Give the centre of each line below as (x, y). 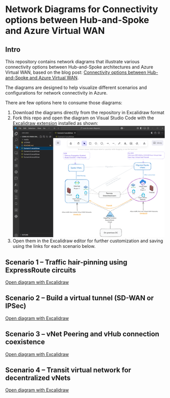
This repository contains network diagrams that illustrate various (73, 61)
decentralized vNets (38, 378)
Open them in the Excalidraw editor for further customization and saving (88, 241)
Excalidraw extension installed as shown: (55, 123)
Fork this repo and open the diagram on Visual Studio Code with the (83, 118)
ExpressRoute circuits (41, 270)
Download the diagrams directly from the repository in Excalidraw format (88, 113)
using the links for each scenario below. (54, 246)
